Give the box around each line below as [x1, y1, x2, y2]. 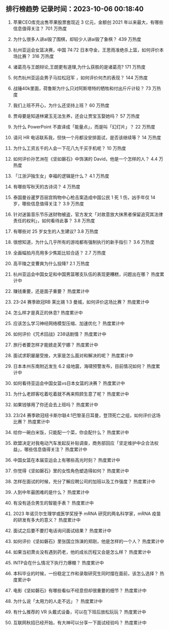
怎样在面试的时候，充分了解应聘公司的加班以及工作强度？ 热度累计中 [13, 478, 155, 484]
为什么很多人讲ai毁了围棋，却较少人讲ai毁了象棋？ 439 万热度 [13, 36, 141, 42]
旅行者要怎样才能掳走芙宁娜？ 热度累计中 [13, 342, 99, 348]
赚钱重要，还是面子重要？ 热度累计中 [13, 288, 90, 294]
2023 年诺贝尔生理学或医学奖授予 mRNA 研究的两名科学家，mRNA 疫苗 [13, 511, 161, 517]
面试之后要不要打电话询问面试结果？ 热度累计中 [13, 527, 112, 533]
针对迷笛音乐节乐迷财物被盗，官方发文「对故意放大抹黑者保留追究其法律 [13, 211, 163, 217]
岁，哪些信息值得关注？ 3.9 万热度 [13, 201, 84, 207]
